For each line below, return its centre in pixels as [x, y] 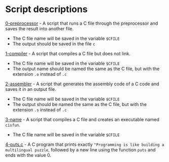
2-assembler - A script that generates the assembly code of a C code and [82, 84]
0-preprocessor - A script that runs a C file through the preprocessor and [82, 23]
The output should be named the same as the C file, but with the [79, 104]
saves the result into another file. [39, 28]
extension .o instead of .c [40, 74]
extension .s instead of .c [40, 110]
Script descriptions [46, 9]
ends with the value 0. [28, 155]
